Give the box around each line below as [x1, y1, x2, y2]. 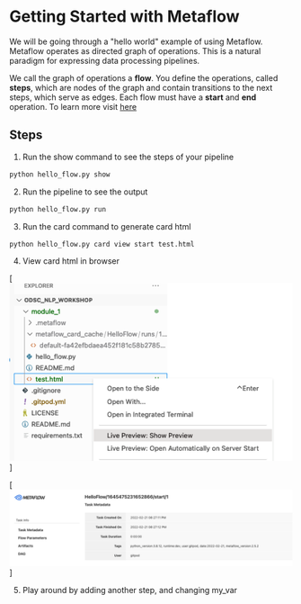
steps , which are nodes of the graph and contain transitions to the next [9, 82, 273, 93]
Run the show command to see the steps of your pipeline [22, 151, 235, 162]
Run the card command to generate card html [22, 221, 191, 231]
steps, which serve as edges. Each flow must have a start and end [9, 92, 257, 103]
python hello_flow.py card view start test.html [9, 239, 195, 248]
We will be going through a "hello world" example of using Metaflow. [9, 36, 263, 47]
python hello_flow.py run [9, 204, 106, 213]
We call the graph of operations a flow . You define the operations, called [9, 72, 279, 83]
